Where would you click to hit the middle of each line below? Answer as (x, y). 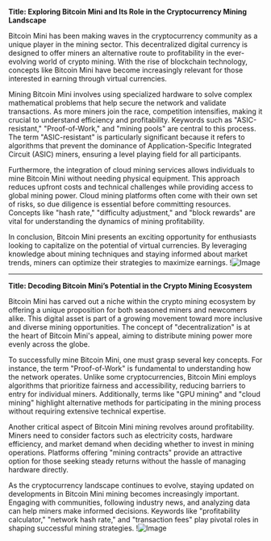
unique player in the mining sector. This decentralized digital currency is (128, 44)
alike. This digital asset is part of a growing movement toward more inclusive (135, 318)
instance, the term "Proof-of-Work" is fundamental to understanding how (130, 368)
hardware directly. (38, 470)
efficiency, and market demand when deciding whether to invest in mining (131, 444)
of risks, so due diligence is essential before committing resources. (120, 204)
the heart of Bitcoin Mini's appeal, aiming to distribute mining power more (130, 335)
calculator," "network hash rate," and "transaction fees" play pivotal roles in (133, 520)
